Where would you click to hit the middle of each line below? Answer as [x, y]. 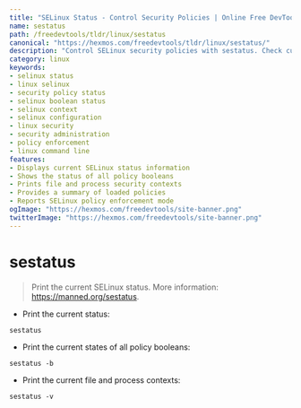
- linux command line [50, 151]
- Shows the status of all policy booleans [92, 176]
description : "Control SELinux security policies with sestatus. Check [146, 51]
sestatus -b [31, 363]
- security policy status [57, 92]
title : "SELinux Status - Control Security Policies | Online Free [138, 17]
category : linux [39, 59]
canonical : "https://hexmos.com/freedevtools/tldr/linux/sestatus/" [140, 43]
